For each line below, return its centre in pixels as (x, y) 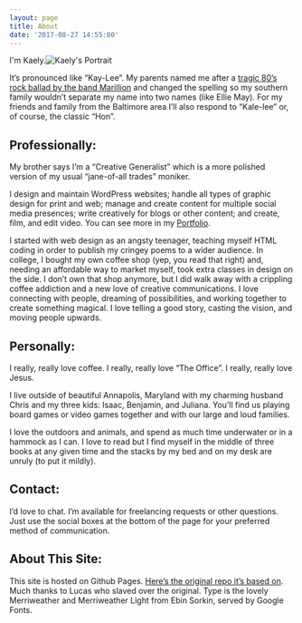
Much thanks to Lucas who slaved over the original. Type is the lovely (139, 590)
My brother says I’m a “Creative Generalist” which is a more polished (137, 167)
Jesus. (22, 378)
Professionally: (53, 145)
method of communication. (60, 531)
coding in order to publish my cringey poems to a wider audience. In (137, 250)
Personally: (42, 346)
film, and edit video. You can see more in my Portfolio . (110, 223)
